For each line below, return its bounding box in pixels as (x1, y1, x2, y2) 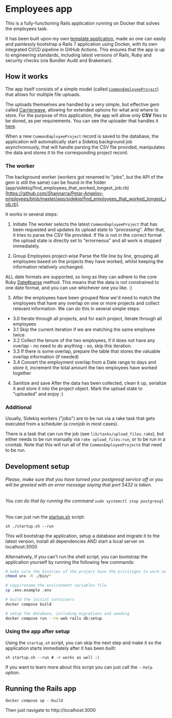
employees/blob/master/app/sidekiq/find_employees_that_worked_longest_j (5, 196, 166, 202)
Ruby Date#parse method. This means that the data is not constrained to (5, 279, 159, 286)
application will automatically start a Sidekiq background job (5, 138, 132, 144)
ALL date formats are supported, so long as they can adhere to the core (5, 274, 157, 280)
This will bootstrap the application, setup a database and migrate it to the (5, 533, 160, 539)
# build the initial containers (5, 597, 74, 602)
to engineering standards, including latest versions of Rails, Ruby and (5, 52, 152, 58)
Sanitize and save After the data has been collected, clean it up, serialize (12, 380, 167, 386)
